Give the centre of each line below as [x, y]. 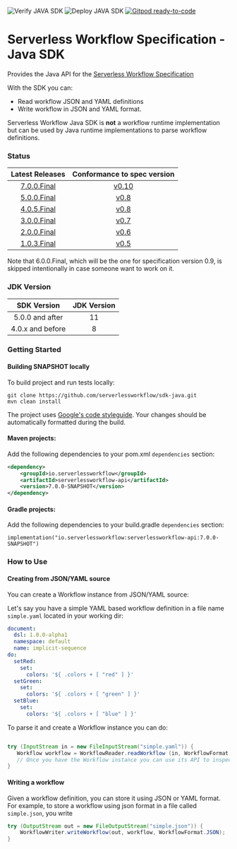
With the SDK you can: [40, 88]
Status [19, 156]
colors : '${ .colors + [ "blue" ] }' [81, 714]
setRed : [25, 661]
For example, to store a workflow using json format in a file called [102, 805]
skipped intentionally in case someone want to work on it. [91, 269]
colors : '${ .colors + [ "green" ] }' [83, 694]
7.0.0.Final [38, 186]
